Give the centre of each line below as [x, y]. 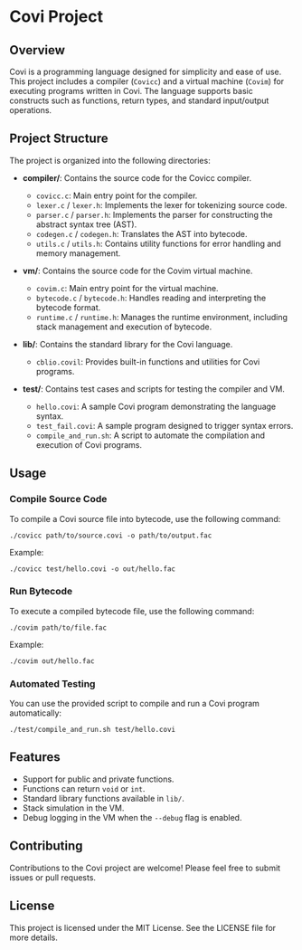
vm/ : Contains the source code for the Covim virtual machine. [137, 271]
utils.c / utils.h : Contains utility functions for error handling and [159, 243]
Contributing [46, 846]
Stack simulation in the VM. [73, 808]
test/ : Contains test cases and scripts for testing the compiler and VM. [153, 389]
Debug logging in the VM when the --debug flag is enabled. [132, 817]
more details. [34, 937]
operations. [31, 110]
